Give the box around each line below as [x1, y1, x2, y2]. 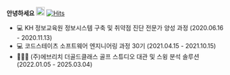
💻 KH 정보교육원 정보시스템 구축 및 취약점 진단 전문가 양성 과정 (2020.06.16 [16, 24, 224, 32]
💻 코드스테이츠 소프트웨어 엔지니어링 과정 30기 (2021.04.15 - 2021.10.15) [16, 42, 216, 50]
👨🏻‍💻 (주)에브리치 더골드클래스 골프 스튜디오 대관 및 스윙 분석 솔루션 [16, 52, 200, 61]
